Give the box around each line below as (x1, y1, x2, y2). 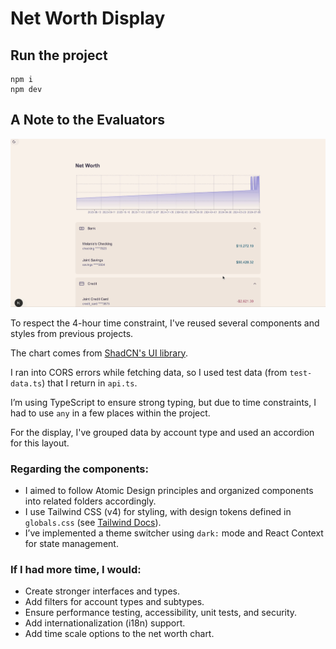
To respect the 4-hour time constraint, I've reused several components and (10, 317, 320, 329)
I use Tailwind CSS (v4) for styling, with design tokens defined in (24, 506, 292, 518)
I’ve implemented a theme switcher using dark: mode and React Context (24, 527, 324, 539)
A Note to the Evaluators (10, 112, 166, 129)
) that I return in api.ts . (41, 377, 138, 389)
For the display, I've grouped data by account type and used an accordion (10, 426, 315, 438)
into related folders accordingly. (24, 495, 157, 507)
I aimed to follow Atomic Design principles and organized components (24, 485, 314, 497)
